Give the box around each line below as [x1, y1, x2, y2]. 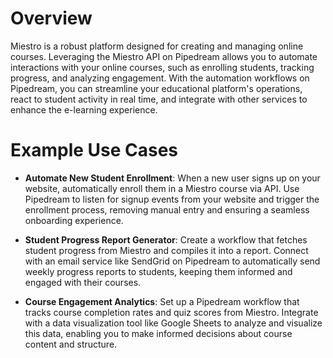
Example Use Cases [10, 139, 179, 162]
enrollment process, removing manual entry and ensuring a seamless [24, 203, 310, 216]
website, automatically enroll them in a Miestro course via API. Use [24, 182, 300, 194]
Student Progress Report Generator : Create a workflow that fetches [24, 233, 308, 246]
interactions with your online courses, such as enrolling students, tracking [10, 61, 315, 73]
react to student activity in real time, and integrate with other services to [10, 93, 308, 105]
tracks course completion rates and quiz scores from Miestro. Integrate [24, 306, 319, 318]
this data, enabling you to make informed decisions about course [24, 327, 293, 339]
